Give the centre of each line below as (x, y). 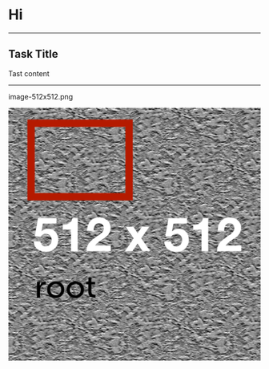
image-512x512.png (41, 96)
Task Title (33, 54)
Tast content (29, 73)
